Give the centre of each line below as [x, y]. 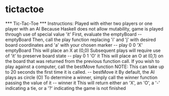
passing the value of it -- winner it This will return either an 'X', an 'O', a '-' [83, 83]
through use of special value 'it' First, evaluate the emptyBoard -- [74, 34]
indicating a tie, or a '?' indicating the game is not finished [65, 88]
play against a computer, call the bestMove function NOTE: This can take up [85, 67]
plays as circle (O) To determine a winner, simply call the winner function [81, 77]
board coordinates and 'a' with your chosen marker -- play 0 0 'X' [74, 45]
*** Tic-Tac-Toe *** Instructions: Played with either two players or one [79, 23]
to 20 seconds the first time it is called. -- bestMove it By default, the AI [80, 72]
